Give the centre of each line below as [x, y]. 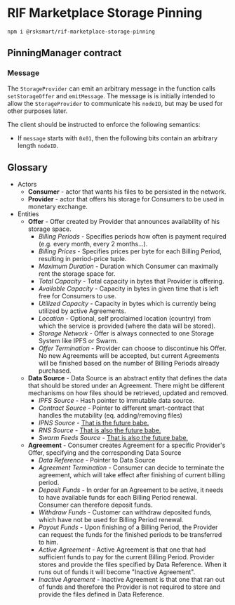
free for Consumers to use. [78, 296]
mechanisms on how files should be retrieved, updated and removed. [128, 393]
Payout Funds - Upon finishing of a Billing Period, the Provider [128, 527]
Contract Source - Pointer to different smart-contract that [121, 408]
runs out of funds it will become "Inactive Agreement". [117, 572]
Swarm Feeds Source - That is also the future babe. [113, 438]
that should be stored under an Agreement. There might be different [126, 386]
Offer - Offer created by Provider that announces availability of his [124, 222]
